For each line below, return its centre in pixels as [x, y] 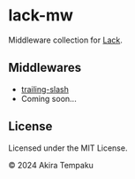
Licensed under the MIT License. [68, 148]
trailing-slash [45, 89]
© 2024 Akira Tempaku [51, 165]
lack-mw [41, 16]
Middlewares [45, 68]
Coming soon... [49, 98]
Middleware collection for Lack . [65, 40]
